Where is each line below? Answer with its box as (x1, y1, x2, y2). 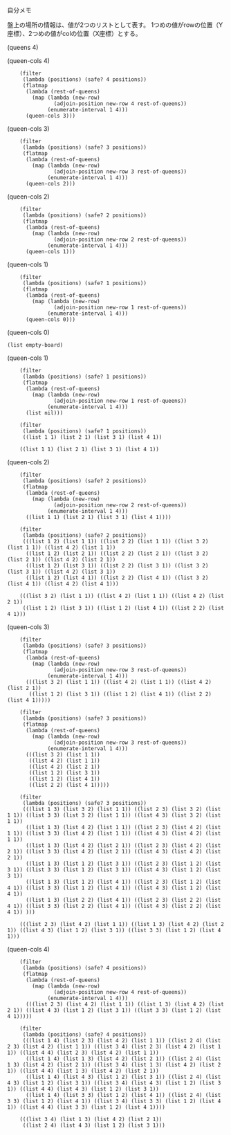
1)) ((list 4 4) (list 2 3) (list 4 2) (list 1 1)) (7, 1049, 159, 1056)
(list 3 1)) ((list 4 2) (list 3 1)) (7, 568, 116, 575)
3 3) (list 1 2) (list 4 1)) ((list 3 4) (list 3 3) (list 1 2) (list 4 (7, 1098, 221, 1105)
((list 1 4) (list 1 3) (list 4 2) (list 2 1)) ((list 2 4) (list (25, 1055, 221, 1062)
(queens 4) (7, 44, 39, 51)
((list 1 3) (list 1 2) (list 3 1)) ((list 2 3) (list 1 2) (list (25, 860, 221, 867)
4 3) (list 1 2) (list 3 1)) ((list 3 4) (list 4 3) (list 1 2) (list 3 (7, 1080, 221, 1087)
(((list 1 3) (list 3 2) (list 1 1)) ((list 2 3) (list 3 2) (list (22, 806, 221, 812)
